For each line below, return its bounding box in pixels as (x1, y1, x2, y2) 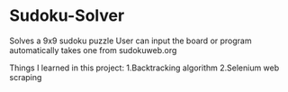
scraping (9, 71, 42, 82)
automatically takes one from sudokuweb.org (9, 44, 177, 55)
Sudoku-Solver (9, 5, 125, 26)
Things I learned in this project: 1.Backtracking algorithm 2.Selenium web (9, 62, 280, 73)
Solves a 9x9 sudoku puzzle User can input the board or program (9, 35, 252, 46)
